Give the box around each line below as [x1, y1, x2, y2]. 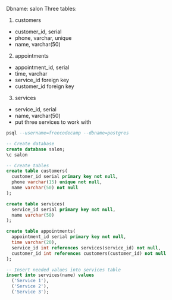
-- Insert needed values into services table [6, 267, 121, 273]
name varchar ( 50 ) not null [11, 185, 79, 190]
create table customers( [6, 168, 68, 174]
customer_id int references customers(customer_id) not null [11, 250, 167, 257]
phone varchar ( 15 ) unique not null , [11, 179, 102, 185]
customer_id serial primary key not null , [11, 174, 118, 180]
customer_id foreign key [14, 83, 74, 90]
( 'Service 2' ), [11, 283, 49, 289]
